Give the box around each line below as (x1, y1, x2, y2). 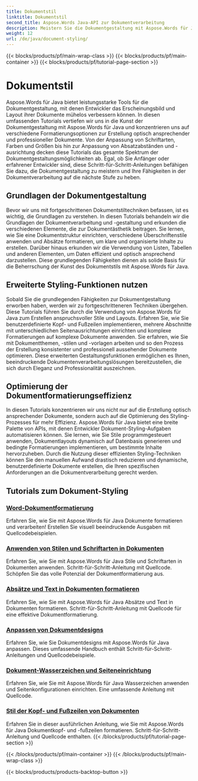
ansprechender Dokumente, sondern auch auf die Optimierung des (6, 413, 169, 420)
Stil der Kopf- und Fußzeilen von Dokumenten (6, 707, 140, 715)
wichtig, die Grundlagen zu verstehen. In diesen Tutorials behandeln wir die (6, 213, 190, 220)
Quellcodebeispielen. (6, 530, 58, 537)
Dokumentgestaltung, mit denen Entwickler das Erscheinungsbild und (6, 104, 176, 112)
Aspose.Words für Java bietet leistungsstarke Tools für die (6, 98, 148, 106)
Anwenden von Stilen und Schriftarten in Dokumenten (6, 544, 164, 552)
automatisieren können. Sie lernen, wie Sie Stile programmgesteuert (6, 431, 171, 439)
